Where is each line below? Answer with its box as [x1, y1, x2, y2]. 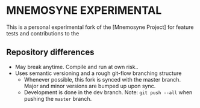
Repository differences [6, 47, 95, 58]
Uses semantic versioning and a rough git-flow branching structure [14, 70, 182, 77]
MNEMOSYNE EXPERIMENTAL [6, 4, 162, 17]
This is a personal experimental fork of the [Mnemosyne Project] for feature [6, 23, 194, 31]
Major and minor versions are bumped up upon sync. [23, 82, 156, 89]
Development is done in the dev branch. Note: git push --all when [23, 88, 193, 96]
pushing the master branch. [23, 95, 92, 102]
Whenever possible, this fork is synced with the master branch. [23, 76, 181, 83]
